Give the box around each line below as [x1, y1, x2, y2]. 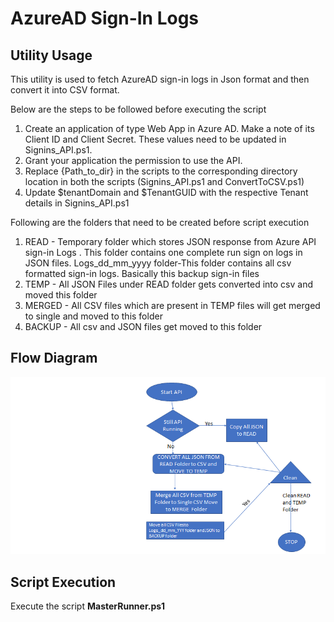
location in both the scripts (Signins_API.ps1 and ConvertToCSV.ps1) [24, 176, 305, 187]
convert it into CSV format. [10, 84, 120, 96]
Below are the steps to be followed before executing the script [10, 103, 267, 115]
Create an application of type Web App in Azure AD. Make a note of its [24, 123, 315, 134]
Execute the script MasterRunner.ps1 [10, 600, 166, 612]
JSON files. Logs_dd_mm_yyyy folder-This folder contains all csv [24, 257, 292, 269]
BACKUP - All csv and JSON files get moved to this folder [24, 321, 263, 332]
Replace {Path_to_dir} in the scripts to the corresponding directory [24, 165, 298, 177]
